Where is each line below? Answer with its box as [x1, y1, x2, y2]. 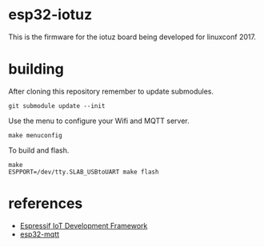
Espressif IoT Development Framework [19, 221, 148, 230]
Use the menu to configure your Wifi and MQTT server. [8, 116, 190, 125]
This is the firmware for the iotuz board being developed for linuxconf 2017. [8, 32, 256, 42]
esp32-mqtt [19, 229, 60, 239]
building [8, 60, 64, 78]
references [8, 194, 83, 213]
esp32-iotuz [8, 6, 93, 24]
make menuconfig [8, 131, 62, 139]
